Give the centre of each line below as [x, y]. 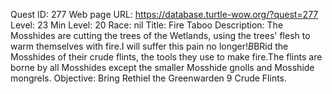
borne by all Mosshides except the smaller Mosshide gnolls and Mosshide [162, 67]
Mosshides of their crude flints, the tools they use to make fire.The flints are [166, 57]
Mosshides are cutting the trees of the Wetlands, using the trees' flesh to [160, 35]
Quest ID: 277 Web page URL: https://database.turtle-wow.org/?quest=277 [164, 14]
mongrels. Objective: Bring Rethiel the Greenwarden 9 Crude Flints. [149, 78]
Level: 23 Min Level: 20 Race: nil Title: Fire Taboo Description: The [147, 25]
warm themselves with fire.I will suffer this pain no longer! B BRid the [149, 46]
